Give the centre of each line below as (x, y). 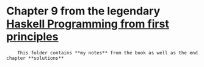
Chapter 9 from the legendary (83, 11)
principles (32, 37)
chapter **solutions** (35, 58)
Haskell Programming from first (88, 24)
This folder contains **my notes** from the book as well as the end (108, 53)
